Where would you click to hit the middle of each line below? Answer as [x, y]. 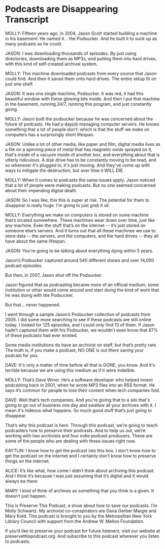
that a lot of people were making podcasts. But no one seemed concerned [81, 185]
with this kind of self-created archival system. [51, 64]
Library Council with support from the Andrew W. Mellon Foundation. [75, 521]
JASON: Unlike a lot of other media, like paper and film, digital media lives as [83, 144]
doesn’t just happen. [26, 496]
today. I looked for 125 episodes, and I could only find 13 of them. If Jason [80, 325]
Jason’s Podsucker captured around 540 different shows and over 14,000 [80, 260]
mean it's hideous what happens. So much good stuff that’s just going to [79, 410]
